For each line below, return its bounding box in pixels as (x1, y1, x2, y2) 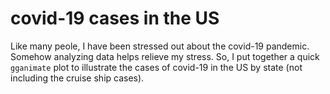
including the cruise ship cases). (10, 72, 145, 84)
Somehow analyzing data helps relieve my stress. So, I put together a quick (10, 50, 320, 62)
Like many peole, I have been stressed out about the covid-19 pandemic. (10, 40, 310, 52)
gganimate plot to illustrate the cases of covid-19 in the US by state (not (10, 61, 303, 73)
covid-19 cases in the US (10, 7, 220, 30)
